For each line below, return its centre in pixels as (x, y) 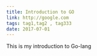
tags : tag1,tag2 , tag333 (39, 23)
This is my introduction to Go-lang (49, 46)
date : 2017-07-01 (28, 29)
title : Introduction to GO (40, 12)
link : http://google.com (38, 18)
